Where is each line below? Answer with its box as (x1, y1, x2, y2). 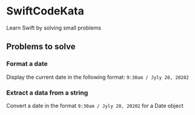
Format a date (6, 60, 48, 68)
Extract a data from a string (6, 89, 88, 97)
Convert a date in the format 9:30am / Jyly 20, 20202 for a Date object (6, 102, 183, 109)
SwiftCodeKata (6, 4, 85, 18)
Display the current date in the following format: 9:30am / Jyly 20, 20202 (6, 73, 190, 81)
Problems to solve (6, 42, 76, 52)
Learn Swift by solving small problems (6, 24, 102, 31)
